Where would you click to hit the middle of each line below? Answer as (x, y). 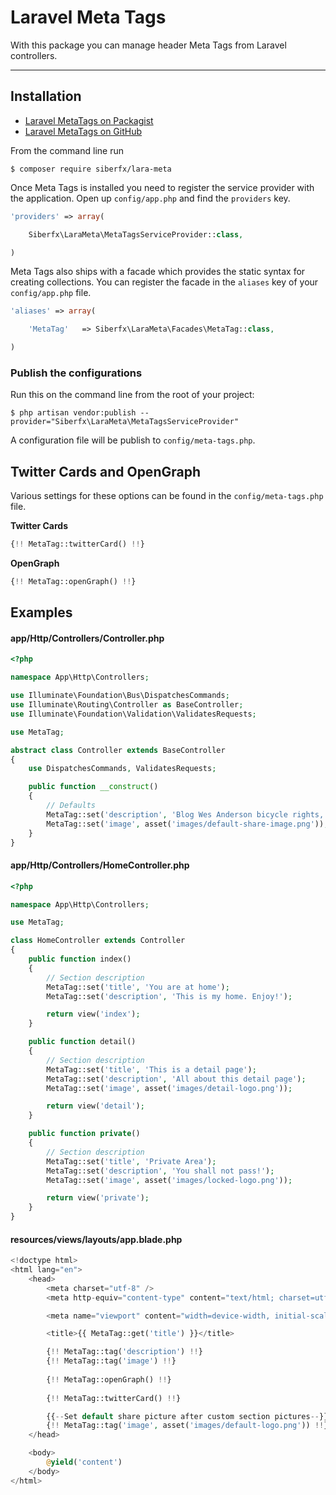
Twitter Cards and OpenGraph (105, 471)
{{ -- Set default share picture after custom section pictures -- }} (187, 1416)
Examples (41, 612)
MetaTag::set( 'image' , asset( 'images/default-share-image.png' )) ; (187, 824)
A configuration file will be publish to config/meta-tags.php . (133, 440)
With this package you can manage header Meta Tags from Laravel (148, 45)
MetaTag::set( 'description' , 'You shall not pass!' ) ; (160, 1171)
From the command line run (67, 150)
